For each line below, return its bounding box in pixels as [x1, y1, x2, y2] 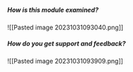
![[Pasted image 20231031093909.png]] [7, 57, 123, 65]
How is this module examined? [7, 6, 99, 14]
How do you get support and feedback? [7, 39, 126, 48]
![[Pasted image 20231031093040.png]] [7, 23, 124, 31]
